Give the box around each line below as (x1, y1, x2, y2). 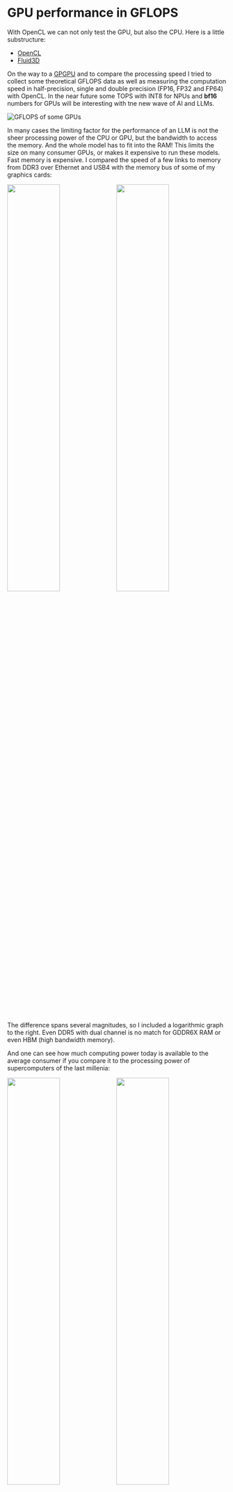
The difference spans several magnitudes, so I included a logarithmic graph (7, 1020, 224, 1029)
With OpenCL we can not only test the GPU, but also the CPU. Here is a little (7, 28, 225, 36)
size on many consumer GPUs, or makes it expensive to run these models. (7, 148, 220, 157)
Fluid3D (17, 56, 40, 64)
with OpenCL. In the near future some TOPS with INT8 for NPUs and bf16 (7, 92, 218, 100)
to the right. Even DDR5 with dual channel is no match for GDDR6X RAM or (7, 1028, 221, 1036)
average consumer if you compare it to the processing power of (7, 1056, 190, 1065)
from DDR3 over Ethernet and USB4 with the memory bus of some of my (7, 163, 216, 171)
